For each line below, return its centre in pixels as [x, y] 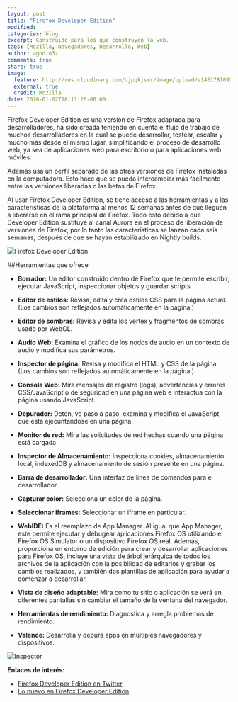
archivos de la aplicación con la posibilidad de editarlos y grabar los [117, 564]
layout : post [27, 14]
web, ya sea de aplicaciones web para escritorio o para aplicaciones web [114, 150]
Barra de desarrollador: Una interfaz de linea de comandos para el [115, 477]
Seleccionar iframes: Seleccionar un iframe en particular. [102, 512]
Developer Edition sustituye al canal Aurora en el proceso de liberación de [115, 222]
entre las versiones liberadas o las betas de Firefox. [83, 186]
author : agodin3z [33, 54]
